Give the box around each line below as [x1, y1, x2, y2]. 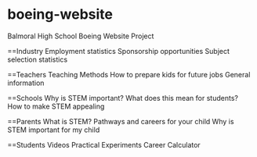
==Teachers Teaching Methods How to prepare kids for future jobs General [7, 70, 251, 79]
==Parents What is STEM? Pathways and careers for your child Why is [7, 116, 234, 126]
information [7, 78, 45, 87]
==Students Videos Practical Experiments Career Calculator [7, 140, 201, 149]
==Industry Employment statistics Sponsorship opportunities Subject [7, 46, 230, 55]
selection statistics [7, 55, 68, 64]
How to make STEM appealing [7, 102, 105, 111]
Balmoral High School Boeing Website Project [7, 31, 154, 41]
